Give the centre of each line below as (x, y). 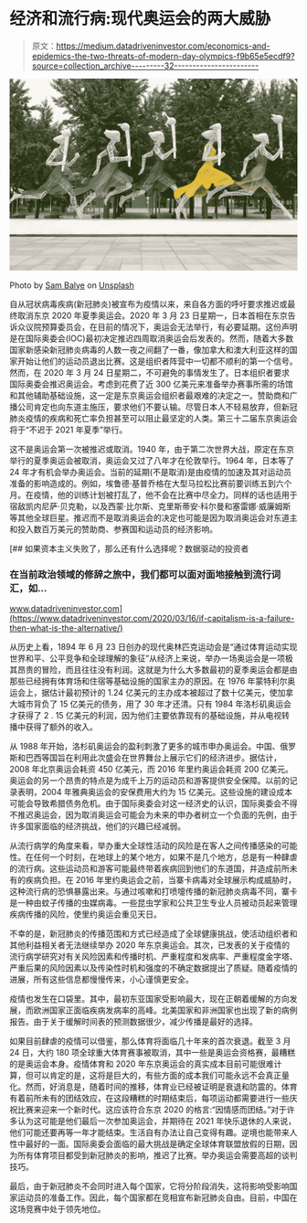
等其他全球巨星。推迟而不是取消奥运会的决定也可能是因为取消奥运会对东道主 (153, 517)
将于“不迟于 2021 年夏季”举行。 (69, 430)
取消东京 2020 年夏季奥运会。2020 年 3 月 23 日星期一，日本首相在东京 (152, 315)
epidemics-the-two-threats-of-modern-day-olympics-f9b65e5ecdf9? (163, 56)
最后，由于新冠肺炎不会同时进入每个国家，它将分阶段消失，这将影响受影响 (149, 1186)
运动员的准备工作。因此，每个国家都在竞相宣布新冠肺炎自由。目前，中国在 (157, 1197)
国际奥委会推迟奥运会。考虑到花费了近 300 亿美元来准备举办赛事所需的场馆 (152, 384)
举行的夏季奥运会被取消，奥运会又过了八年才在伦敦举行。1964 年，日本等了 (152, 460)
